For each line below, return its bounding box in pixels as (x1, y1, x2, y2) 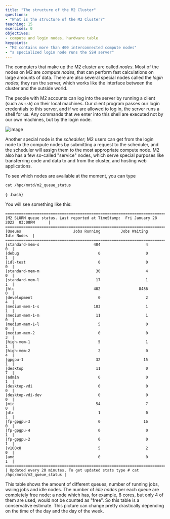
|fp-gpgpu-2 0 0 (5, 437, 148, 442)
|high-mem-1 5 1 (5, 339, 148, 344)
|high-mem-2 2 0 (5, 348, 148, 353)
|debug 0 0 (5, 251, 148, 256)
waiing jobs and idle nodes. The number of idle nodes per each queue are (5, 486, 159, 492)
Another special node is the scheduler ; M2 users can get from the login (5, 136, 154, 142)
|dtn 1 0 (5, 410, 148, 415)
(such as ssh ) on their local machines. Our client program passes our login (5, 100, 160, 106)
